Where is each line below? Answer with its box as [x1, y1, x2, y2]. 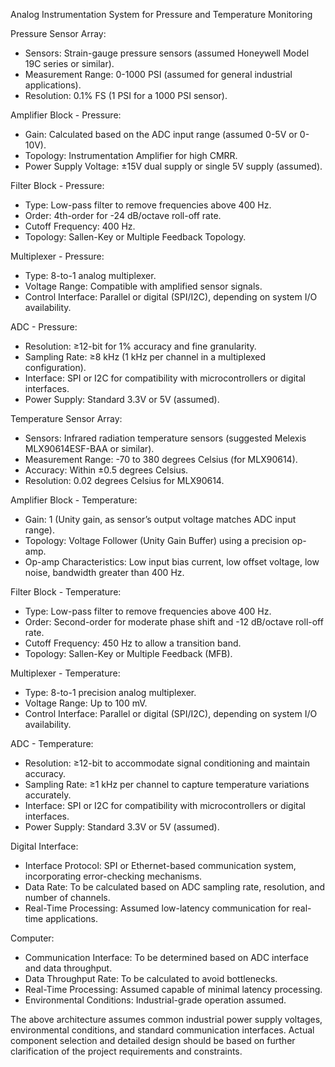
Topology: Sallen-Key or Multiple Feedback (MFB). [24, 648, 233, 659]
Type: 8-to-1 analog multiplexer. [24, 270, 157, 281]
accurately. [24, 789, 72, 801]
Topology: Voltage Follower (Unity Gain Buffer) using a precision [24, 535, 290, 546]
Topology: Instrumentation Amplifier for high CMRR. [24, 150, 238, 161]
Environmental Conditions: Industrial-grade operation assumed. [24, 994, 287, 1006]
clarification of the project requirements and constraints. [10, 1045, 243, 1057]
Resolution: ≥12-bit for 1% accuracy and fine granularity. [24, 340, 257, 352]
